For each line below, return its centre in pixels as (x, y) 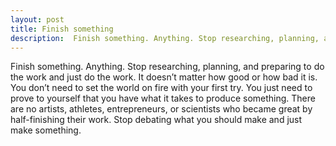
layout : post (37, 19)
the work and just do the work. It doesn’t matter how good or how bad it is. (164, 77)
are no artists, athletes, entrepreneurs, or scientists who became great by (161, 109)
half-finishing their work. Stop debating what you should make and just (156, 120)
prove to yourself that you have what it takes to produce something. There (163, 98)
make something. (46, 130)
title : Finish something (62, 29)
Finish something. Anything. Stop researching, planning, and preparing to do (167, 67)
